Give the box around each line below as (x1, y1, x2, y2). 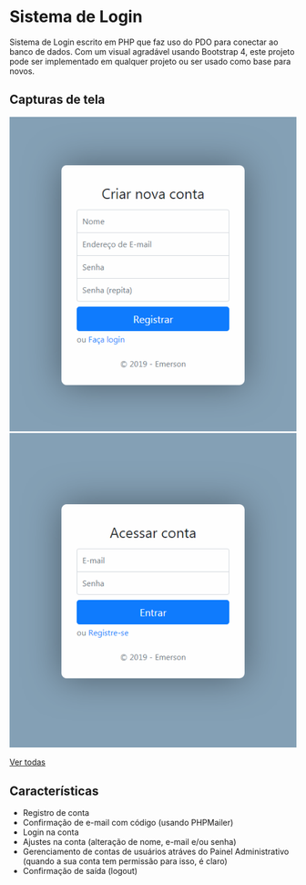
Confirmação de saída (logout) (22, 866, 138, 877)
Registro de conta (22, 808, 89, 818)
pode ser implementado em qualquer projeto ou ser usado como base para (9, 56, 291, 67)
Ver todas (9, 756, 46, 767)
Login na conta (22, 827, 79, 838)
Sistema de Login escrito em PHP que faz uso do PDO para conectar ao (9, 36, 279, 47)
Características (9, 783, 99, 798)
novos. (9, 66, 35, 77)
